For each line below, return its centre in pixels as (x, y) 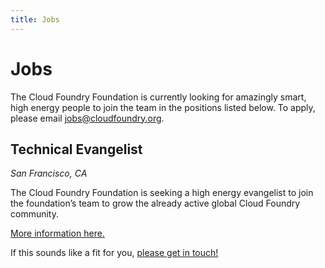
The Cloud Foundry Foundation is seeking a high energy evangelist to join (162, 193)
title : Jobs (35, 19)
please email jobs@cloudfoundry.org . (87, 118)
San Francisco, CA (49, 173)
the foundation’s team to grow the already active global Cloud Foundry (155, 203)
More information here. (57, 233)
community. (34, 214)
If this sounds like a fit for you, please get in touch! (114, 253)
